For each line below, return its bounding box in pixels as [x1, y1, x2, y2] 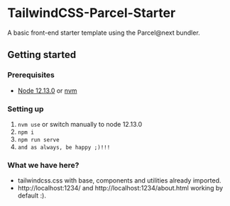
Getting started [7, 49, 77, 61]
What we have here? [7, 160, 80, 170]
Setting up [7, 104, 44, 114]
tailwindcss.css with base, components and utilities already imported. [17, 176, 221, 185]
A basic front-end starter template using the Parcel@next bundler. [7, 28, 200, 37]
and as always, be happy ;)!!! [17, 144, 111, 151]
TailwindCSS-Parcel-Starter [7, 5, 176, 21]
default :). [17, 191, 46, 200]
